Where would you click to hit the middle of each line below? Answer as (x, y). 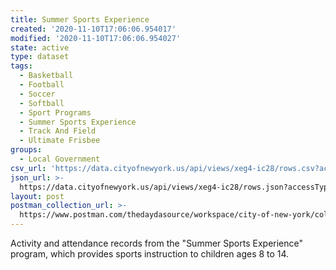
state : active (40, 47)
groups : (26, 150)
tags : (21, 66)
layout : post (37, 196)
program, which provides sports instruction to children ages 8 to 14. (150, 254)
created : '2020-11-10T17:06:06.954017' (93, 29)
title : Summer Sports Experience (80, 19)
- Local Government (60, 159)
